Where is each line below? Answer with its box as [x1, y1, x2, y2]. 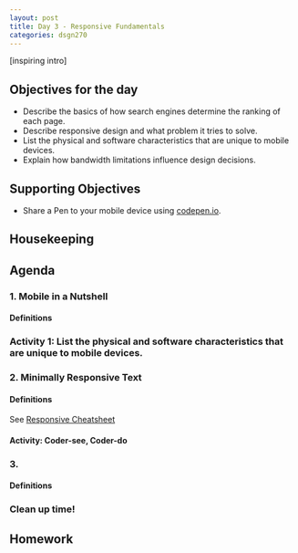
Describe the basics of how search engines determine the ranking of [22, 106, 281, 117]
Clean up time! [9, 503, 76, 516]
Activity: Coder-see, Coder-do [9, 434, 128, 445]
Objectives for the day [9, 81, 139, 97]
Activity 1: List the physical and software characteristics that [9, 335, 284, 348]
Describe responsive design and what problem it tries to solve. [22, 125, 258, 137]
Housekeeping [9, 232, 94, 247]
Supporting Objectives [9, 181, 141, 196]
